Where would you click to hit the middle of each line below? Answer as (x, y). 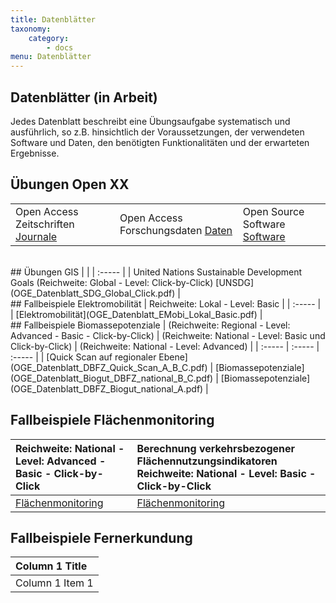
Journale (36, 236)
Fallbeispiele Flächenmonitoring (112, 420)
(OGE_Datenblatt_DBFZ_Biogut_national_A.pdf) (107, 388)
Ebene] (173, 357)
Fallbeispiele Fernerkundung (101, 537)
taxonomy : (31, 29)
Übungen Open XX (70, 184)
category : (49, 38)
